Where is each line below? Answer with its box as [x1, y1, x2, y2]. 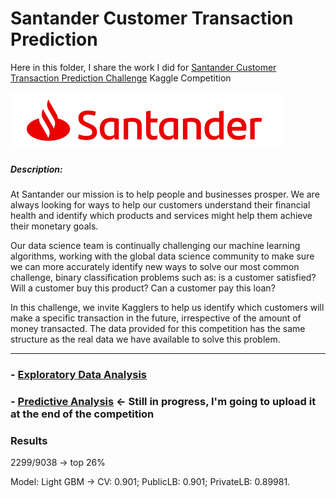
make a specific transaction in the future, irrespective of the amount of [10, 312, 302, 324]
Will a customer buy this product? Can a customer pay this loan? [10, 282, 276, 294]
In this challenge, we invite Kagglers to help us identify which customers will [10, 301, 325, 313]
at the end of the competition [10, 407, 155, 421]
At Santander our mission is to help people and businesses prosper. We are [10, 188, 320, 200]
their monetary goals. [10, 220, 99, 232]
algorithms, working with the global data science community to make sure [10, 250, 315, 262]
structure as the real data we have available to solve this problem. [10, 333, 281, 345]
